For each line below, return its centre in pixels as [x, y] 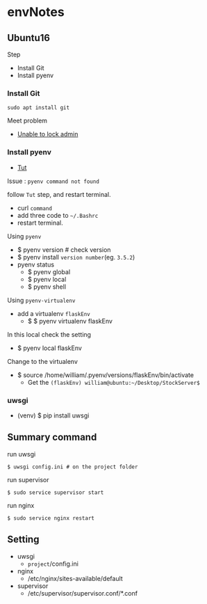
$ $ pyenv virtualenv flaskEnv [70, 321]
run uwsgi [22, 454]
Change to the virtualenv [43, 361]
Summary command [52, 437]
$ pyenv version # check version [64, 249]
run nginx [21, 505]
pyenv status [35, 264]
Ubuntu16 [29, 38]
